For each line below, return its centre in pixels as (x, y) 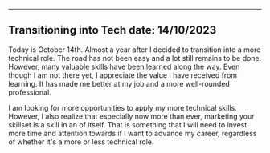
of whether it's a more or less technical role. (81, 142)
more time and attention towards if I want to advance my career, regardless (133, 133)
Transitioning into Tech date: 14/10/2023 (112, 30)
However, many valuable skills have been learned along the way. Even (124, 66)
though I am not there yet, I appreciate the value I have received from (123, 75)
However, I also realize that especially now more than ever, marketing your (131, 116)
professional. (30, 92)
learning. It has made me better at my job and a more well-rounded (119, 83)
